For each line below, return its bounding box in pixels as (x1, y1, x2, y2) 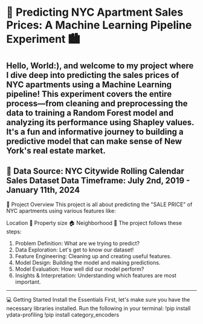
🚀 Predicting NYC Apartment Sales (6, 5, 184, 19)
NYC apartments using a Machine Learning (6, 79, 172, 89)
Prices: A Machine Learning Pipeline (6, 18, 192, 32)
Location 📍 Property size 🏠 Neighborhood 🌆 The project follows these (6, 219, 182, 227)
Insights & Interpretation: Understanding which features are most (14, 272, 177, 279)
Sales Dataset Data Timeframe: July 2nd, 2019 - (6, 175, 190, 186)
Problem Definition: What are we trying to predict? (14, 240, 140, 247)
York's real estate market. (6, 145, 106, 156)
